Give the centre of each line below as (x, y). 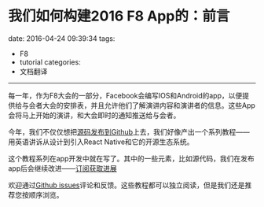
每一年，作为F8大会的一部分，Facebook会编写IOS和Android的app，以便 (125, 95)
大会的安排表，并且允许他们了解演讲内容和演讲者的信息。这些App (148, 105)
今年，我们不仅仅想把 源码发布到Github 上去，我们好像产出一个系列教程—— (129, 131)
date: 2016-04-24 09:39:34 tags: (62, 38)
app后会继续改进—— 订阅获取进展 (63, 168)
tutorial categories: (50, 62)
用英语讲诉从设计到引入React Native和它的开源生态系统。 (101, 142)
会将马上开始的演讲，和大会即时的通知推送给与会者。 (94, 115)
